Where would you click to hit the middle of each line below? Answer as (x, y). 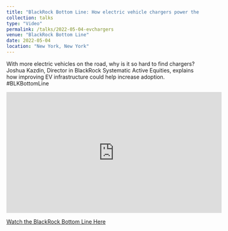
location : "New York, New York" (48, 47)
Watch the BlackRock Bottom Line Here (56, 221)
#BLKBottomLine (28, 83)
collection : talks (30, 18)
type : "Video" (25, 23)
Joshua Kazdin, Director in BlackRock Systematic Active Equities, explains (100, 70)
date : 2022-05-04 (29, 41)
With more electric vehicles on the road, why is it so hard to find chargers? (100, 64)
